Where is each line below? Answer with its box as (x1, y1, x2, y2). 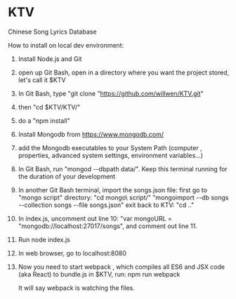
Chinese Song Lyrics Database (8, 27, 97, 36)
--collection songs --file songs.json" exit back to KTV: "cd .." (18, 201, 195, 209)
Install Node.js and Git (18, 54, 82, 63)
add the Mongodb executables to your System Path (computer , (18, 143, 202, 152)
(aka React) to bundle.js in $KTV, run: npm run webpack (18, 270, 181, 278)
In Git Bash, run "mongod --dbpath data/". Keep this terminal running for (18, 164, 228, 173)
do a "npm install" (18, 117, 70, 125)
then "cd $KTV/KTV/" (18, 102, 81, 111)
